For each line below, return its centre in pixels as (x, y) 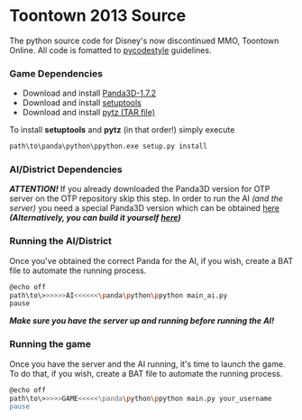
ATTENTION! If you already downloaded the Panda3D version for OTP (140, 189)
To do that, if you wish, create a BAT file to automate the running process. (146, 373)
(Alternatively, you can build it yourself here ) (96, 218)
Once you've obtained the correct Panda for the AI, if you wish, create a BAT (151, 260)
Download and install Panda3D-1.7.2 (89, 93)
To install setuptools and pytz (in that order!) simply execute (122, 130)
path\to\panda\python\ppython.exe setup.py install (108, 146)
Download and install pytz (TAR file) (89, 113)
